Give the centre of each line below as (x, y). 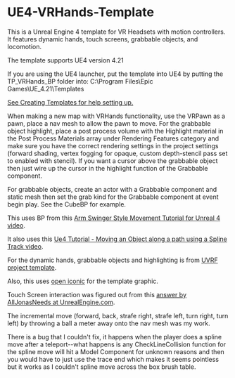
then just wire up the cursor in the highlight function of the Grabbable (108, 168)
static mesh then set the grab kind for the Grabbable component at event (113, 197)
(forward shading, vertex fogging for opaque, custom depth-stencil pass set (118, 153)
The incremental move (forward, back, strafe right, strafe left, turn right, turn (118, 315)
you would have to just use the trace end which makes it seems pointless (113, 359)
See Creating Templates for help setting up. (70, 102)
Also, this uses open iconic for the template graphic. (83, 281)
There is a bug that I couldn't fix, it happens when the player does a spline (115, 337)
